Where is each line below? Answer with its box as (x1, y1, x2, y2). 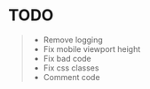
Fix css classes (43, 63, 99, 73)
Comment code (43, 71, 100, 82)
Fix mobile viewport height (43, 43, 141, 54)
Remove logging (43, 34, 103, 45)
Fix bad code (43, 53, 92, 63)
